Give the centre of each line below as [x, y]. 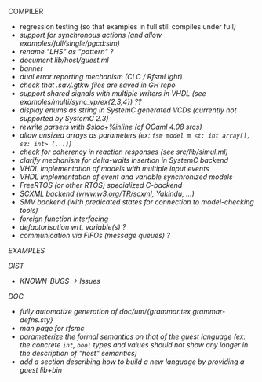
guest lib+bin [41, 370]
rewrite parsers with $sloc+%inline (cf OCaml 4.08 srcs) [111, 127]
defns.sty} [36, 320]
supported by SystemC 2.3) [64, 118]
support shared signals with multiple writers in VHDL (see [113, 93]
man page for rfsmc [52, 328]
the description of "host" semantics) [78, 353]
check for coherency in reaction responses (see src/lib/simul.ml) [124, 152]
